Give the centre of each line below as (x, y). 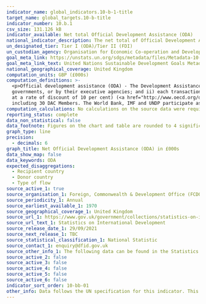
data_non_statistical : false (44, 120)
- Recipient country (38, 172)
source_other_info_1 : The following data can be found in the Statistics (103, 251)
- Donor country (32, 177)
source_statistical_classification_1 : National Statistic (82, 240)
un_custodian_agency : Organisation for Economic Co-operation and (93, 52)
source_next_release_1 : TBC (42, 234)
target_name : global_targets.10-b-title (59, 18)
